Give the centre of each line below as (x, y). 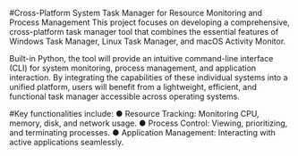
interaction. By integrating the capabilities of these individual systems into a (149, 78)
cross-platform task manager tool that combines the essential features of (144, 32)
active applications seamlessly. (67, 142)
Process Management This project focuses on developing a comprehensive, (150, 22)
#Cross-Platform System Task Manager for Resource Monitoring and (136, 13)
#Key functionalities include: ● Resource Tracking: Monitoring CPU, (134, 114)
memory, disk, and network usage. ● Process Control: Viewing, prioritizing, (149, 123)
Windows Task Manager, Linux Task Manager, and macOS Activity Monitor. (148, 41)
